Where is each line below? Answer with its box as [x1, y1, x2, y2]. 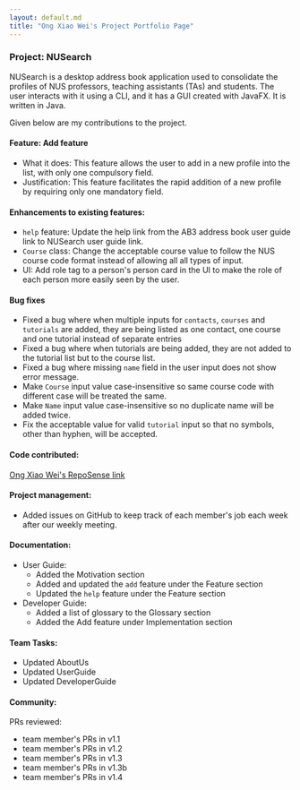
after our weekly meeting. [21, 519, 117, 529]
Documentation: [9, 539, 72, 551]
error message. [21, 372, 79, 382]
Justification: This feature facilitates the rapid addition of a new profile [21, 176, 282, 187]
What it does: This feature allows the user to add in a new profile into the [21, 158, 291, 168]
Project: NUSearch [9, 51, 92, 64]
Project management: [9, 490, 92, 501]
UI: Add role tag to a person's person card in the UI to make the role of [21, 265, 282, 276]
